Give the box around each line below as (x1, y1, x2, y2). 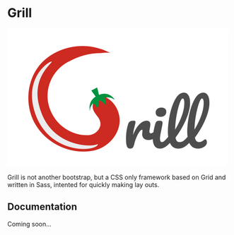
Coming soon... (7, 219, 52, 228)
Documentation (7, 201, 78, 213)
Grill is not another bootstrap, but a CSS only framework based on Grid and (7, 173, 226, 181)
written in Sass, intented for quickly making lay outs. (7, 180, 160, 188)
